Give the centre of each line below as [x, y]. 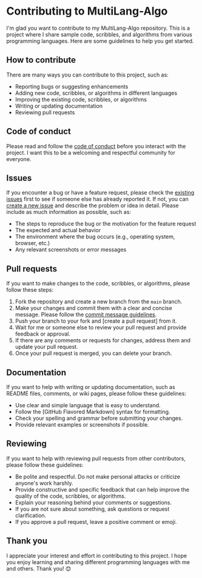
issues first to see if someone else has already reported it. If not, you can [98, 199]
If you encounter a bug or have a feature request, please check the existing [100, 193]
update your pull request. [46, 347]
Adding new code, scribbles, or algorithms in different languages [96, 93]
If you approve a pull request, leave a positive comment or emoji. [96, 521]
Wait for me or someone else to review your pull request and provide [101, 328]
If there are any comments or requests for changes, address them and [103, 340]
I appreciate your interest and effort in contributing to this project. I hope [96, 556]
